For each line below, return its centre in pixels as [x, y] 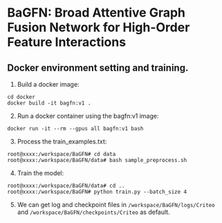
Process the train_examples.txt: [62, 141]
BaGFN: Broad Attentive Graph [96, 13]
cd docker [21, 97]
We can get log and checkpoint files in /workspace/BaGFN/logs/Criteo [116, 205]
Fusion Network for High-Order [99, 27]
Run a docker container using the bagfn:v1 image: [88, 116]
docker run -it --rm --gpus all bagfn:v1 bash [75, 129]
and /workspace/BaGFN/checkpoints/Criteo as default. [94, 212]
